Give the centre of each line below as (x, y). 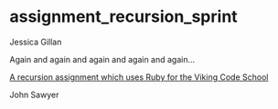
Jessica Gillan (36, 42)
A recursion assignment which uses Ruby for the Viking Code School (139, 77)
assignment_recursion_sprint (123, 17)
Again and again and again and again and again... (102, 59)
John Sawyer (34, 94)
